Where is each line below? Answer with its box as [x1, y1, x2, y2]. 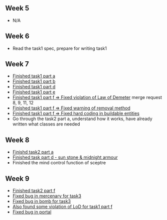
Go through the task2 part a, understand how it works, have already [12, 116, 153, 122]
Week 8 [5, 136, 30, 144]
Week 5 [5, 4, 29, 13]
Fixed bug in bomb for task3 [12, 198, 71, 204]
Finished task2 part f [12, 188, 56, 194]
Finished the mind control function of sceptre [12, 160, 106, 166]
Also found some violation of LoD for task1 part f [12, 203, 113, 210]
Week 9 [5, 174, 30, 183]
